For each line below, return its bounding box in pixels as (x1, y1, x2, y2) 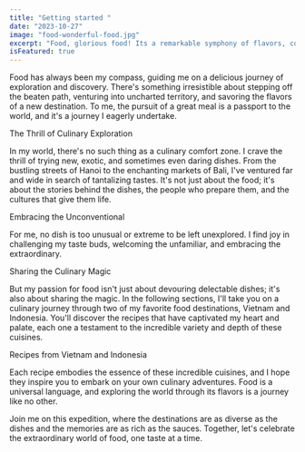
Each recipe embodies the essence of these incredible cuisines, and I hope (9, 367, 290, 378)
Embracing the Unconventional (9, 211, 125, 222)
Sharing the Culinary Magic (9, 266, 112, 277)
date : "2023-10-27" (9, 22, 84, 31)
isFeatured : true (9, 47, 75, 56)
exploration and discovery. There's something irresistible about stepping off (9, 82, 293, 93)
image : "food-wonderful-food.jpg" (9, 30, 141, 39)
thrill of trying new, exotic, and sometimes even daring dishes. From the (9, 155, 277, 166)
